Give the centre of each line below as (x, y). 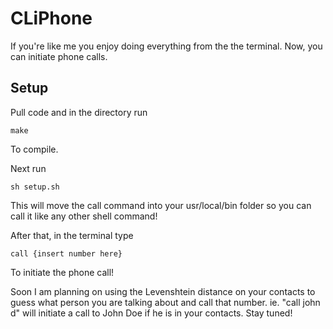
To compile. (34, 149)
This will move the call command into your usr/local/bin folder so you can (161, 205)
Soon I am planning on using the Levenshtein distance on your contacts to (163, 291)
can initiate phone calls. (59, 56)
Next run (28, 168)
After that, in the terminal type (72, 235)
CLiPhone (51, 18)
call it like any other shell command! (84, 216)
